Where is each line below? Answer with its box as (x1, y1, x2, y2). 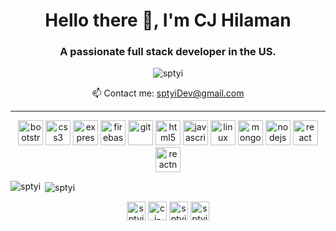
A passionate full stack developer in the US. (59, 45, 277, 59)
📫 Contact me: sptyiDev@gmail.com (91, 87, 245, 99)
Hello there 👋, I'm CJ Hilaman (44, 9, 292, 32)
